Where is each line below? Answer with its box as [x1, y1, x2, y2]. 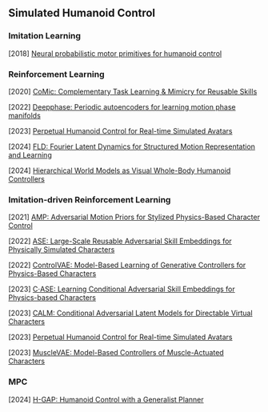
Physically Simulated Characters [8, 245, 115, 254]
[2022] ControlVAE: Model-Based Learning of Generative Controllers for [8, 260, 246, 270]
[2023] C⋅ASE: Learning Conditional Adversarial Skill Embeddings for [8, 284, 236, 294]
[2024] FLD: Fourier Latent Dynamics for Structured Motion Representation [8, 142, 256, 151]
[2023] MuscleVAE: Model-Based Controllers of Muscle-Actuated [8, 348, 224, 358]
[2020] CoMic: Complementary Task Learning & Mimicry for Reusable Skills [8, 86, 258, 96]
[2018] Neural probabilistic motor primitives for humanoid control [8, 48, 222, 58]
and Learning [8, 150, 52, 159]
